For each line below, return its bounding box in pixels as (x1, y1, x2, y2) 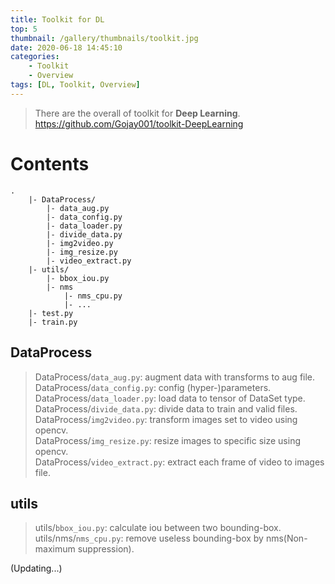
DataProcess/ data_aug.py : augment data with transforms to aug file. (34, 371, 316, 383)
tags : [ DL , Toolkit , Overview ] (10, 80, 141, 90)
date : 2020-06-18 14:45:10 (10, 42, 123, 53)
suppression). (77, 543, 135, 555)
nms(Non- (265, 532, 308, 545)
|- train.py (28, 317, 78, 327)
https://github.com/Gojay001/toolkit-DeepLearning (34, 117, 244, 130)
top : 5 (10, 24, 38, 34)
